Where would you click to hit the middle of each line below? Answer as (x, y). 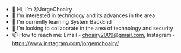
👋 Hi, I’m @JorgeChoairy (42, 9)
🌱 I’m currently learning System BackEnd (61, 22)
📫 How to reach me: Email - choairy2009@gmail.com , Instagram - (93, 35)
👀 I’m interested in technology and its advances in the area (83, 15)
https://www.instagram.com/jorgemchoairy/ (65, 43)
